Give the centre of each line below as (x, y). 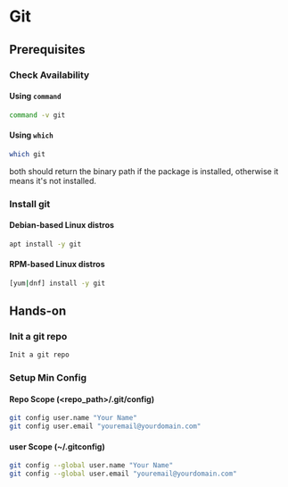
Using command (35, 97)
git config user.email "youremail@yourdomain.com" (105, 426)
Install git (30, 204)
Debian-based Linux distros (62, 225)
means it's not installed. (53, 181)
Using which (31, 135)
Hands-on (38, 311)
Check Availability (49, 75)
